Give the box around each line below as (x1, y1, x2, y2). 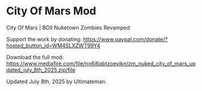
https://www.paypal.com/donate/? (83, 35, 168, 43)
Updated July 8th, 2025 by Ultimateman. (6, 78, 107, 85)
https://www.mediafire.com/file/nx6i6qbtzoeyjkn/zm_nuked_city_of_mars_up (6, 60, 196, 67)
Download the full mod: (6, 53, 64, 60)
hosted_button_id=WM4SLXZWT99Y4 (6, 42, 100, 49)
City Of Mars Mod (6, 4, 96, 18)
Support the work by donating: (6, 35, 82, 43)
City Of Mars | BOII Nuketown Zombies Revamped (6, 24, 130, 31)
